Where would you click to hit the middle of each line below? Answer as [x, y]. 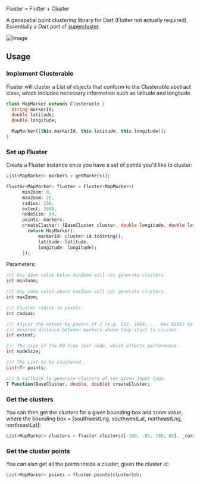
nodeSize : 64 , [40, 214]
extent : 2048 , [40, 209]
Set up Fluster [27, 152]
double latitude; [33, 115]
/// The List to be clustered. [45, 363]
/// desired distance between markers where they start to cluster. [93, 330]
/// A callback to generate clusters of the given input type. [86, 378]
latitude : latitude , [63, 242]
